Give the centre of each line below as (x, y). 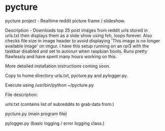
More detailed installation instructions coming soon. (58, 66)
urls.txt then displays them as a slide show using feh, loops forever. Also (79, 35)
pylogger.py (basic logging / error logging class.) (55, 123)
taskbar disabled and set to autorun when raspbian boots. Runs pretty (76, 51)
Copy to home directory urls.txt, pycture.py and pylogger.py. (67, 75)
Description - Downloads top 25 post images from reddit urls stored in (77, 30)
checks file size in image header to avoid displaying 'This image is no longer (83, 40)
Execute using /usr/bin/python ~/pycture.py (49, 85)
